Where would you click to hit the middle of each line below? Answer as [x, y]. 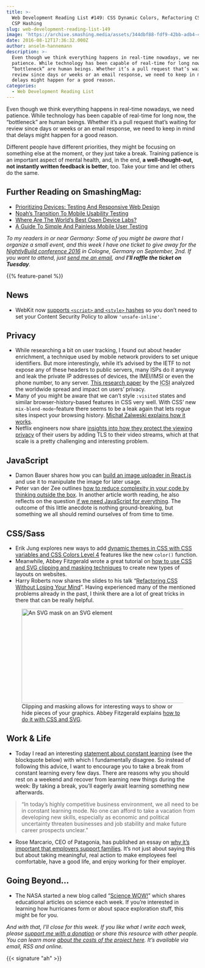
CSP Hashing [27, 23]
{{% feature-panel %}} [35, 276]
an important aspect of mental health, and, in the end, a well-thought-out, [100, 160]
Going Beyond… [38, 881]
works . [24, 422]
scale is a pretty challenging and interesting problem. [82, 442]
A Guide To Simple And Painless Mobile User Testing [81, 226]
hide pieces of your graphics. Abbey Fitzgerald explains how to [101, 712]
